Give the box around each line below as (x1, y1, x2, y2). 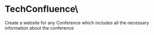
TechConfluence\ (4, 3, 78, 15)
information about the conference (4, 25, 74, 31)
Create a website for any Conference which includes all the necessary (4, 20, 149, 26)
